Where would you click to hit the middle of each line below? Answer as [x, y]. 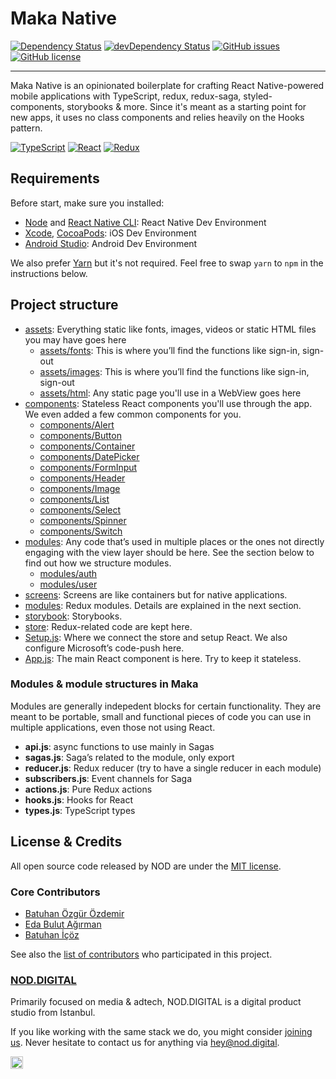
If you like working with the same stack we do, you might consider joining [161, 1032]
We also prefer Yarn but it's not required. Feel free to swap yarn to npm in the [167, 263]
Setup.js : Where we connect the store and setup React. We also [156, 637]
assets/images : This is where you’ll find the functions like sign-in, [174, 371]
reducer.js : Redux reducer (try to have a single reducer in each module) [173, 768]
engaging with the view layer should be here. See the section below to [169, 552]
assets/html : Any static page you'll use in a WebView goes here [170, 393]
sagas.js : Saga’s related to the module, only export [129, 757]
